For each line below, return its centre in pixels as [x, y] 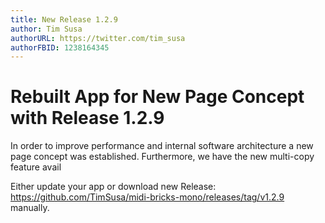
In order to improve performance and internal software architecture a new [162, 146]
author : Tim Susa [46, 29]
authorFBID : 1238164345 [60, 47]
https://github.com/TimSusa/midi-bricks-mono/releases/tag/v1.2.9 [147, 197]
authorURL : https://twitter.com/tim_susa [98, 38]
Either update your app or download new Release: [113, 187]
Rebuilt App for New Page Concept [157, 97]
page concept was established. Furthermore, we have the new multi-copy [162, 157]
